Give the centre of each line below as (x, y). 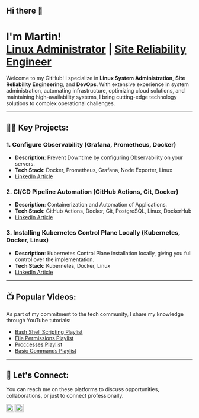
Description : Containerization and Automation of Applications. (91, 205)
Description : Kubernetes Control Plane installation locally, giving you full (103, 253)
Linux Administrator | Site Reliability (96, 49)
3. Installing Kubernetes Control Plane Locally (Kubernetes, (93, 233)
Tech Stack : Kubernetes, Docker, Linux (62, 265)
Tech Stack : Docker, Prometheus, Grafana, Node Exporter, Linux (94, 170)
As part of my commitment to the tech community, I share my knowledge (95, 314)
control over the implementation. (54, 259)
